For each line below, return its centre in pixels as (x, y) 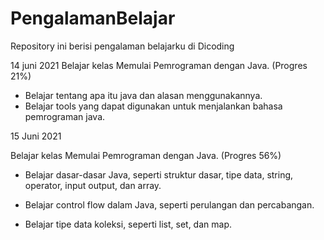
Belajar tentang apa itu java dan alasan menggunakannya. (143, 95)
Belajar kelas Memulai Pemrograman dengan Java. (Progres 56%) (146, 155)
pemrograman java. (65, 116)
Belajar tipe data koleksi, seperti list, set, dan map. (128, 224)
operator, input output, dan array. (93, 185)
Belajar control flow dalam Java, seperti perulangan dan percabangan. (169, 204)
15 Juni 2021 (36, 136)
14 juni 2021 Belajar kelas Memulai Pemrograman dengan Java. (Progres (159, 65)
